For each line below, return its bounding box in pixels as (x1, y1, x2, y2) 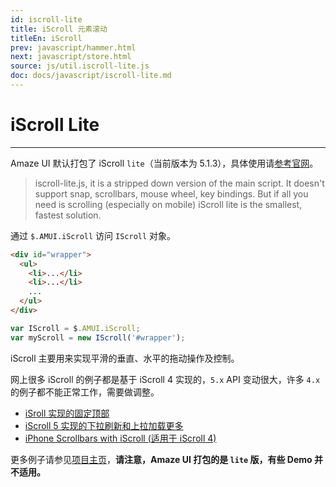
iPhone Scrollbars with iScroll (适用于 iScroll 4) (24, 432, 217, 444)
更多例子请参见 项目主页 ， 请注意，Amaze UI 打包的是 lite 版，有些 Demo (10, 453, 313, 465)
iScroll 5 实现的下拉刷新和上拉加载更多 (24, 419, 184, 431)
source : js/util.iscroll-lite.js (10, 61, 150, 71)
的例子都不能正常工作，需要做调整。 (10, 386, 160, 398)
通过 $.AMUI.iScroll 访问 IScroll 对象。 (10, 229, 177, 241)
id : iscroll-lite (10, 14, 83, 25)
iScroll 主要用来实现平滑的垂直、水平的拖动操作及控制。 (10, 352, 240, 364)
